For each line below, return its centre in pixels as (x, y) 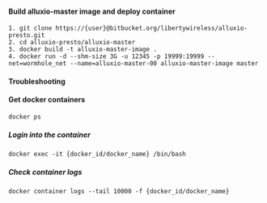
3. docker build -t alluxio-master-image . (83, 50)
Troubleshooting (37, 81)
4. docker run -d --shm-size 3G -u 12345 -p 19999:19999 (106, 56)
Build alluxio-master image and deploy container (92, 11)
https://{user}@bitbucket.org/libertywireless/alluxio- (152, 28)
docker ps (25, 117)
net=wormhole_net (38, 64)
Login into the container (49, 135)
